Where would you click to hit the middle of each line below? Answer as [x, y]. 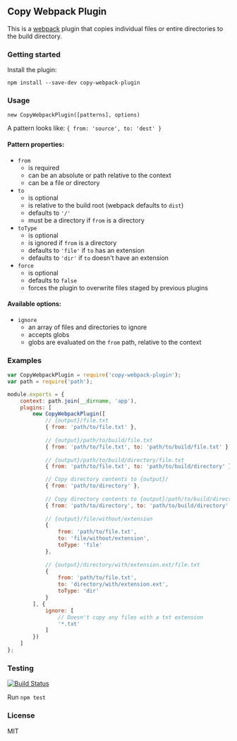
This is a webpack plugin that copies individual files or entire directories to [115, 28]
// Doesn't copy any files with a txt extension [130, 617]
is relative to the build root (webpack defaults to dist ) [106, 205]
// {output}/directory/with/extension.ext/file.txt [122, 564]
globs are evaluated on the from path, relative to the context [115, 342]
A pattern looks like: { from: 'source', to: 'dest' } [85, 128]
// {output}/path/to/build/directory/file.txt [115, 460]
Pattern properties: [36, 144]
